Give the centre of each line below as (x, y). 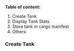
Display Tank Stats (31, 21)
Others (19, 32)
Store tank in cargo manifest (40, 26)
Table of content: (23, 7)
